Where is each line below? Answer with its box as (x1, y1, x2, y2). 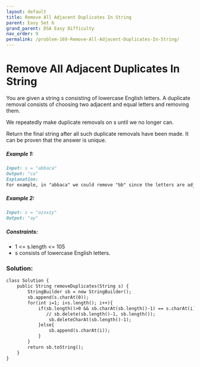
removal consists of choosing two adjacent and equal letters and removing (6, 101, 189, 108)
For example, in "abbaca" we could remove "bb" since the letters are (6, 182, 185, 188)
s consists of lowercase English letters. (14, 250, 111, 257)
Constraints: (6, 228, 38, 235)
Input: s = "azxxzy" (6, 210, 58, 216)
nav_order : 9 (6, 31, 39, 37)
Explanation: (6, 176, 39, 182)
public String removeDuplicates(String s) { (17, 284, 129, 290)
